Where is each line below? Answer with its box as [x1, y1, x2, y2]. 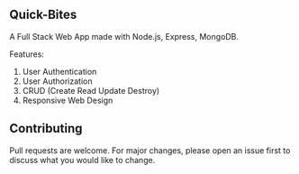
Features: [9, 49, 45, 60]
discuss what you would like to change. [9, 154, 156, 165]
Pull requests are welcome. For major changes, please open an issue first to [9, 144, 291, 156]
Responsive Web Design [22, 95, 113, 105]
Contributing [9, 121, 83, 136]
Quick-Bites [9, 7, 77, 23]
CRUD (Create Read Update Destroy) [22, 85, 160, 96]
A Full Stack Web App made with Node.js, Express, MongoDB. [9, 31, 240, 41]
